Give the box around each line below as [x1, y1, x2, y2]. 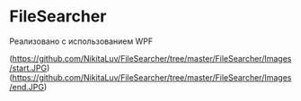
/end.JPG [9, 81, 45, 92]
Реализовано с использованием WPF [9, 36, 154, 46]
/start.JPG [9, 63, 48, 73]
